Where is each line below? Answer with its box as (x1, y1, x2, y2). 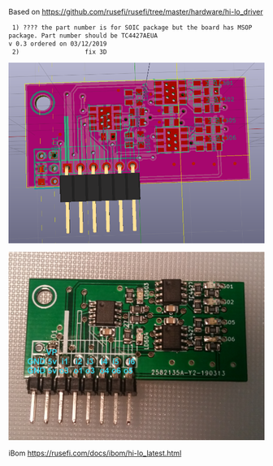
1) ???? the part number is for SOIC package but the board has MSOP (11, 24, 253, 32)
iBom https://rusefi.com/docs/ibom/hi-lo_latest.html (8, 448, 182, 458)
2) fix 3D (11, 48, 107, 56)
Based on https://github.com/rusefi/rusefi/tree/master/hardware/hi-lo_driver (8, 7, 264, 16)
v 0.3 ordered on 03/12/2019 (8, 40, 107, 48)
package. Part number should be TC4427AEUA (8, 32, 158, 40)
